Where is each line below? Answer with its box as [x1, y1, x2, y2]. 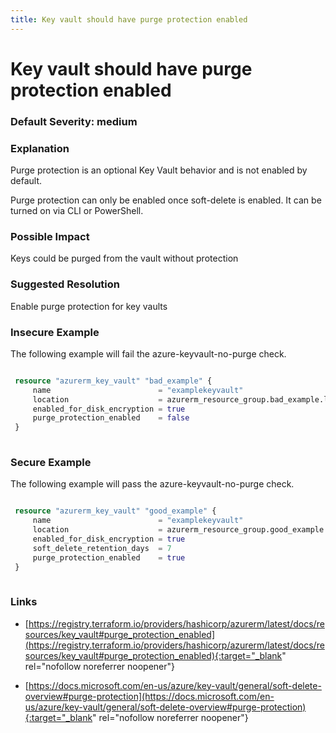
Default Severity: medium [10, 114, 138, 128]
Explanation [10, 141, 70, 155]
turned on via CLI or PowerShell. [10, 205, 144, 217]
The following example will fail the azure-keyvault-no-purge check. [10, 347, 287, 360]
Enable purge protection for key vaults [10, 300, 168, 312]
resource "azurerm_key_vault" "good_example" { [14, 506, 217, 516]
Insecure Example [10, 325, 100, 339]
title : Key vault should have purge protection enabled [10, 14, 248, 25]
